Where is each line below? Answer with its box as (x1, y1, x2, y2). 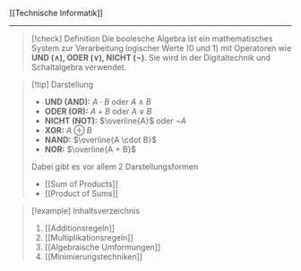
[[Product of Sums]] (44, 188, 119, 199)
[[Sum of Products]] (44, 179, 119, 189)
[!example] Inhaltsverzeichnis (30, 206, 141, 216)
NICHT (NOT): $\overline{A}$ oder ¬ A (44, 115, 186, 126)
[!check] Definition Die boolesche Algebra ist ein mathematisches (30, 33, 273, 44)
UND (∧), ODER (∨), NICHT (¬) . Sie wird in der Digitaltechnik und (30, 53, 271, 63)
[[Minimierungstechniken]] (44, 251, 143, 262)
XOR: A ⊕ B (44, 125, 92, 135)
